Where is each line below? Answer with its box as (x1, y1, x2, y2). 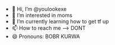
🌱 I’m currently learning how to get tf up (11, 18, 109, 25)
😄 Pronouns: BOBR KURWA (11, 33, 80, 40)
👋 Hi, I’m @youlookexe (11, 6, 67, 12)
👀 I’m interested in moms (11, 12, 73, 19)
